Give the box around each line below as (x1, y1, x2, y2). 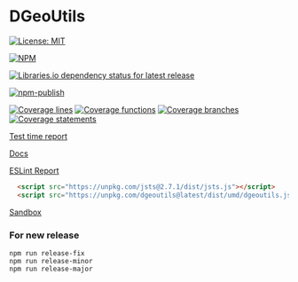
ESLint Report (9, 165, 59, 176)
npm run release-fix (9, 248, 86, 258)
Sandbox (9, 207, 42, 217)
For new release (9, 229, 80, 241)
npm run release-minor (9, 256, 93, 265)
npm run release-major (9, 264, 93, 273)
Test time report (9, 130, 68, 141)
